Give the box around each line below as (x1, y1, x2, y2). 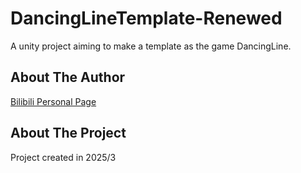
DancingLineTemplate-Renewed (10, 7, 283, 30)
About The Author (10, 69, 126, 86)
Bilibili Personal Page (10, 95, 97, 107)
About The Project (10, 125, 127, 142)
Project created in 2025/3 (10, 151, 117, 163)
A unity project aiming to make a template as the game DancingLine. (10, 40, 292, 52)
